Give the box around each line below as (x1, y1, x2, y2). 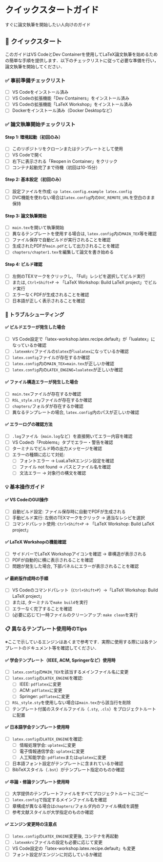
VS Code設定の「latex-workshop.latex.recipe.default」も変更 (12, 845, 136, 851)
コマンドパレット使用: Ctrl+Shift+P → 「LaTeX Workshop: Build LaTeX (12, 521, 155, 527)
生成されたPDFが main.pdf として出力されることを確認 (12, 243, 120, 249)
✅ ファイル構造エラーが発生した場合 (5, 379, 79, 385)
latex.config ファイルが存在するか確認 (12, 355, 90, 360)
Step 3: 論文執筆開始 (5, 213, 47, 219)
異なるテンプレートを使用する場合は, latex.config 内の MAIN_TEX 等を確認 (12, 231, 157, 237)
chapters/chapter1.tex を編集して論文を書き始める (12, 249, 114, 255)
